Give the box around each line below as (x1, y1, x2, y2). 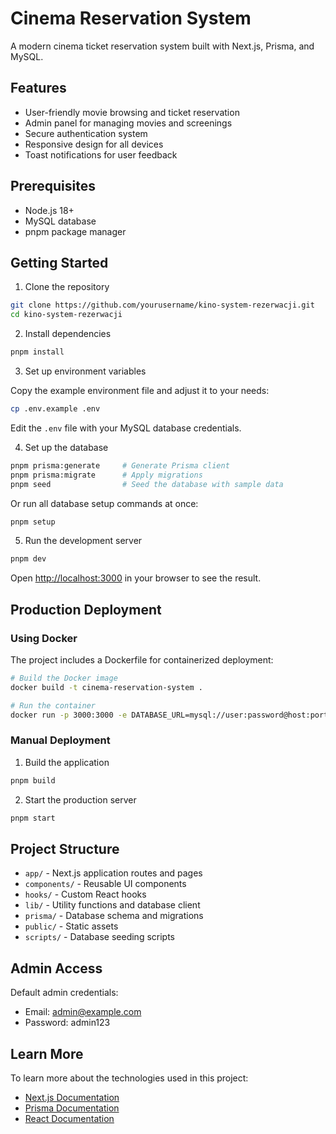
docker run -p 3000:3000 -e (10, 710, 128, 720)
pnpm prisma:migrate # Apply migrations (10, 470, 203, 480)
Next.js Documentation (24, 1091, 120, 1103)
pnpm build (10, 775, 56, 786)
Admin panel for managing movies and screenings (24, 117, 233, 129)
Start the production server (24, 793, 137, 806)
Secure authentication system (24, 127, 148, 139)
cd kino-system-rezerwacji (10, 310, 123, 320)
